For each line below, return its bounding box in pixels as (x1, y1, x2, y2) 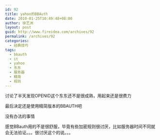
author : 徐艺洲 (5, 20, 33, 26)
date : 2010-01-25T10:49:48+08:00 (5, 16, 73, 21)
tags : (5, 47, 16, 52)
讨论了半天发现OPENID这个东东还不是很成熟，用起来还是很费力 (5, 93, 132, 98)
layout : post (5, 25, 32, 30)
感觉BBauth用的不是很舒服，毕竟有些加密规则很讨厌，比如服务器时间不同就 (5, 124, 156, 129)
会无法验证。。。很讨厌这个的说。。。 (5, 129, 73, 135)
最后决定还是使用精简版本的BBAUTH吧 (5, 103, 82, 109)
